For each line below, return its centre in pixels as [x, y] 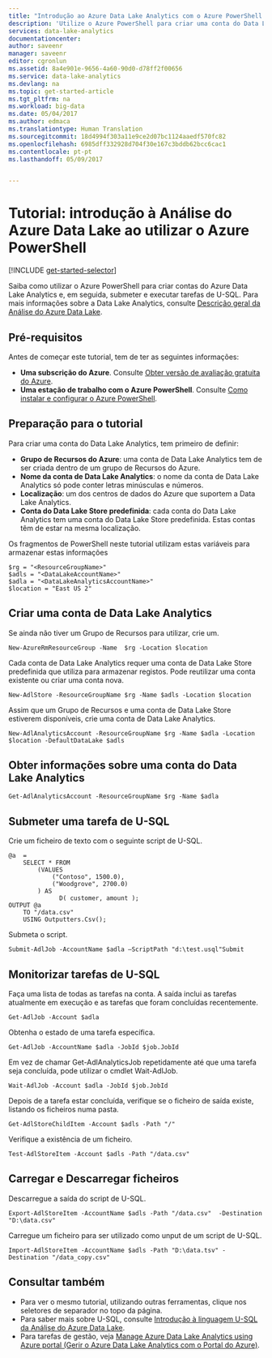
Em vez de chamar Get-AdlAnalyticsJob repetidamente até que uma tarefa [132, 1062]
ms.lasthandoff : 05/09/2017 [56, 159]
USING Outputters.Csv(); [65, 920]
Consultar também [57, 1282]
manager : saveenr [38, 54]
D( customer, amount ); [99, 898]
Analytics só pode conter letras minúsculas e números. [112, 485]
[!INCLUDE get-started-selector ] [63, 270]
